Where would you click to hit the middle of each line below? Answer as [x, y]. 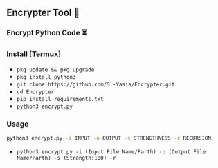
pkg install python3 [46, 77]
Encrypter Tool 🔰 [43, 13]
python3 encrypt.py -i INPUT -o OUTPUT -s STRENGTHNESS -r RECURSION [109, 138]
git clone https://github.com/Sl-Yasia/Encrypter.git [96, 84]
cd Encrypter [35, 92]
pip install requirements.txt [60, 99]
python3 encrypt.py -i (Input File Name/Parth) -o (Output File [111, 152]
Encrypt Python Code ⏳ [47, 33]
